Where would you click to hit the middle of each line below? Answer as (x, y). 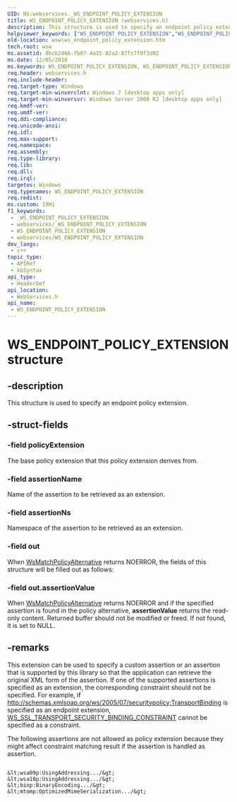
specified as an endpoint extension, (59, 710)
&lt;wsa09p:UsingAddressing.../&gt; (61, 773)
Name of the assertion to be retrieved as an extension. (86, 494)
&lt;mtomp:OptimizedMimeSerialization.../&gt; (77, 791)
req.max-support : (33, 139)
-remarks (28, 648)
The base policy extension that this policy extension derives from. (103, 460)
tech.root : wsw (30, 47)
